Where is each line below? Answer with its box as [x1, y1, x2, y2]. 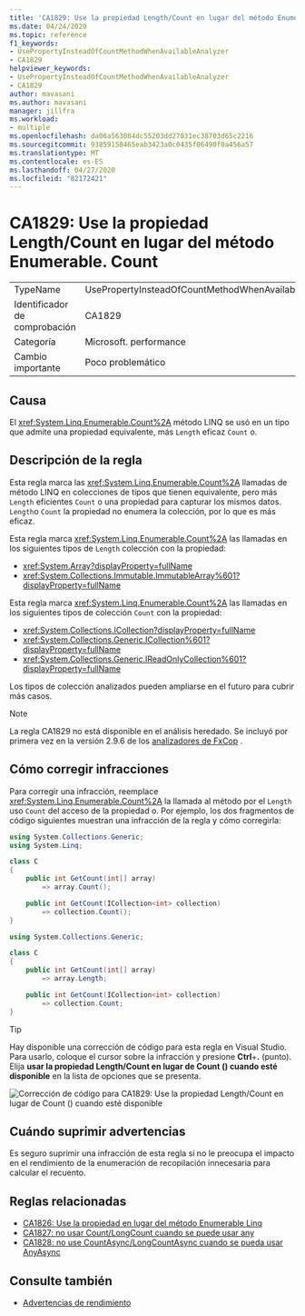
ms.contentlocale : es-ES [9, 156, 103, 166]
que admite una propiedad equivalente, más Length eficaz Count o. [9, 426, 258, 437]
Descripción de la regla [9, 453, 143, 468]
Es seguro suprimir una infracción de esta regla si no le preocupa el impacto [9, 1148, 295, 1159]
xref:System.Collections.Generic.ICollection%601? [22, 633, 211, 645]
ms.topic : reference [9, 30, 88, 39]
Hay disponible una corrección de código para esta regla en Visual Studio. [9, 1042, 288, 1052]
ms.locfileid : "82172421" [9, 174, 107, 183]
